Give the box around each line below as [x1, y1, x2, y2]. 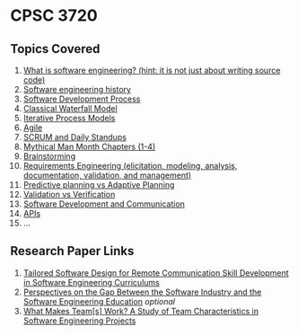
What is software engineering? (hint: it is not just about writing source [22, 65, 281, 75]
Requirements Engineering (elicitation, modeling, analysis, [22, 161, 238, 171]
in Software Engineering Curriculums [22, 277, 160, 287]
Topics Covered [10, 41, 101, 57]
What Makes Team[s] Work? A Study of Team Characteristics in [22, 305, 259, 316]
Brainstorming [22, 151, 75, 162]
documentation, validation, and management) [22, 170, 192, 181]
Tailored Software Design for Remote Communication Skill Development [22, 267, 290, 278]
